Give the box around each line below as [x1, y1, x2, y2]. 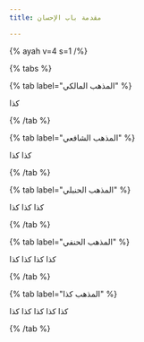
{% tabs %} [9, 63, 52, 73]
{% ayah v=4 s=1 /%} [9, 46, 88, 56]
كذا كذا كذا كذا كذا [9, 305, 69, 316]
